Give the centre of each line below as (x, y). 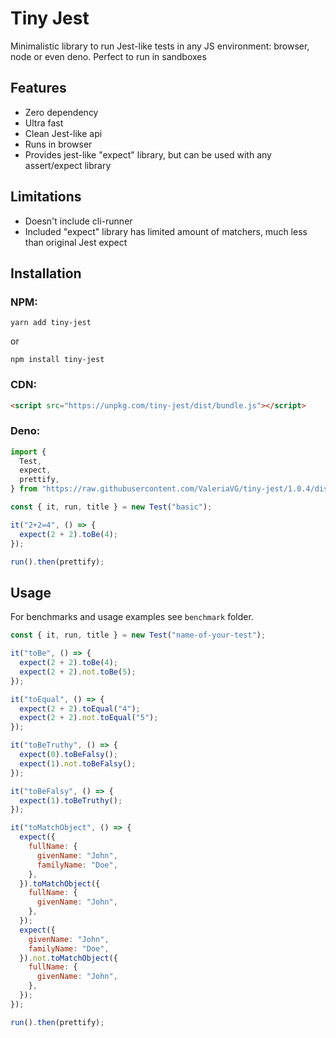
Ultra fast (44, 123)
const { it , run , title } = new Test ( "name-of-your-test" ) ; (138, 635)
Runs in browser (58, 144)
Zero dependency (61, 112)
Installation (46, 273)
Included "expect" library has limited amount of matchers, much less (166, 231)
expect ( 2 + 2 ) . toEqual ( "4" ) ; (80, 708)
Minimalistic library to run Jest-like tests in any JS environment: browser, (160, 46)
